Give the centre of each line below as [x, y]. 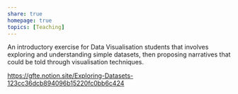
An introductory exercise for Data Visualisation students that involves [108, 47]
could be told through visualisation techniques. [75, 62]
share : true [25, 14]
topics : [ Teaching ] [36, 27]
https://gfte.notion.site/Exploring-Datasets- [70, 76]
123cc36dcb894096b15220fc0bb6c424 [66, 83]
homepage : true [30, 20]
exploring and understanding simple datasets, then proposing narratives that [119, 54]
